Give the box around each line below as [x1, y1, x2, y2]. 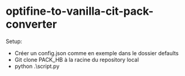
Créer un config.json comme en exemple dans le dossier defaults [14, 49, 179, 56]
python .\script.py [14, 63, 60, 70]
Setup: [5, 37, 23, 45]
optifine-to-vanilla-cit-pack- [5, 4, 154, 18]
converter [5, 17, 57, 31]
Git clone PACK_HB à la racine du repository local [14, 56, 139, 63]
